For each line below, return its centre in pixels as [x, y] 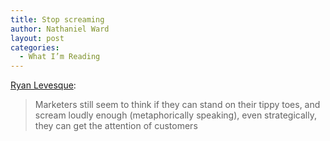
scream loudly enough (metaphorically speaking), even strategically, [175, 115]
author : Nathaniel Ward [60, 29]
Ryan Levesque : [43, 85]
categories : [35, 47]
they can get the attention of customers [116, 126]
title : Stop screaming [57, 19]
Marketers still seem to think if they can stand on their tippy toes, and [177, 105]
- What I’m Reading [60, 57]
